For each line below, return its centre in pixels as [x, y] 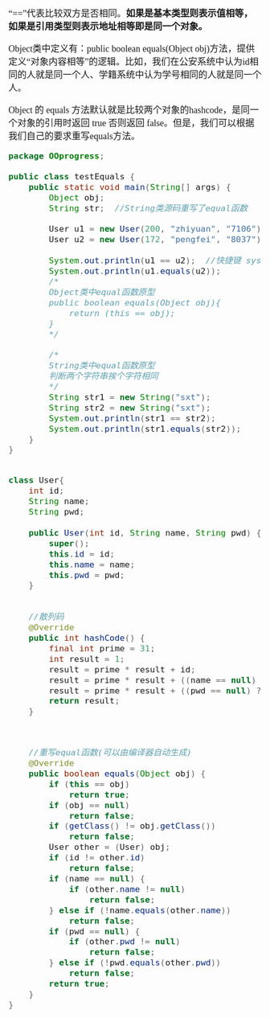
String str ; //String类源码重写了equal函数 [148, 207]
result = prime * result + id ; [122, 669]
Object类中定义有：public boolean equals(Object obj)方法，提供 [132, 49]
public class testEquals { [72, 176]
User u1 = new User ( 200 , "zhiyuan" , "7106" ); [157, 229]
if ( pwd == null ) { [94, 931]
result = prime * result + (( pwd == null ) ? [155, 690]
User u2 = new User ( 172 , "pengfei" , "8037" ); [157, 240]
